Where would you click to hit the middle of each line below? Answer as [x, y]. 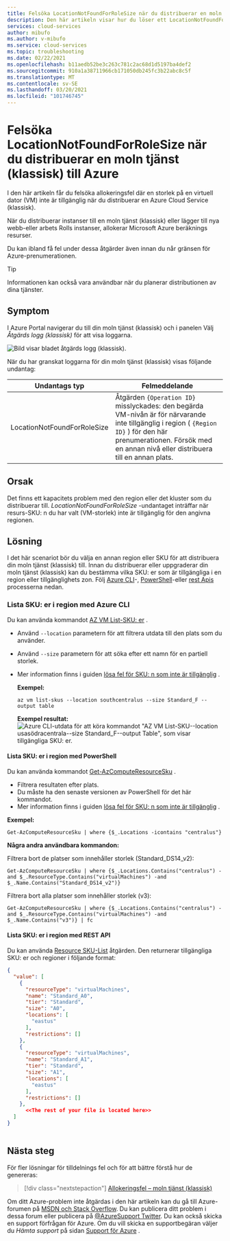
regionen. [21, 520]
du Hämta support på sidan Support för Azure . [74, 1230]
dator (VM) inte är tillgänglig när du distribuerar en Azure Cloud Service [108, 200]
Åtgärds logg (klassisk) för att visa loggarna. [70, 335]
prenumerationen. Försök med [164, 440]
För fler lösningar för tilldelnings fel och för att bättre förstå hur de [100, 1167]
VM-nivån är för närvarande [161, 414]
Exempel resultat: [42, 718]
